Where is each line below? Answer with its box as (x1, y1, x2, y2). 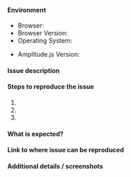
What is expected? (7, 130, 64, 138)
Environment (7, 6, 46, 14)
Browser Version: (17, 29, 69, 38)
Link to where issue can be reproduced (7, 146, 124, 154)
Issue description (7, 66, 60, 74)
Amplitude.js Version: (17, 50, 80, 59)
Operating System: (17, 36, 73, 45)
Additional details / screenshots (7, 161, 103, 170)
